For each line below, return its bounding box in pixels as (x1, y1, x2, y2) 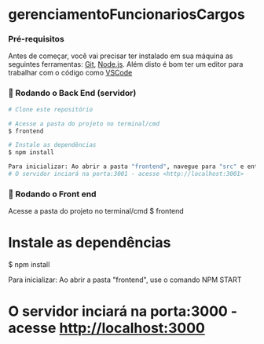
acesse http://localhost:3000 (8, 320, 206, 337)
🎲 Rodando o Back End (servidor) (8, 88, 137, 99)
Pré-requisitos (8, 34, 64, 45)
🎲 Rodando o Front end (8, 188, 97, 199)
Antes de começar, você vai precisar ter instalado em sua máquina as (8, 51, 233, 60)
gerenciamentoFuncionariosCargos (8, 5, 245, 24)
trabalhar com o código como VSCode (8, 68, 133, 78)
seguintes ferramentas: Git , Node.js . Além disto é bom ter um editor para (8, 60, 244, 69)
